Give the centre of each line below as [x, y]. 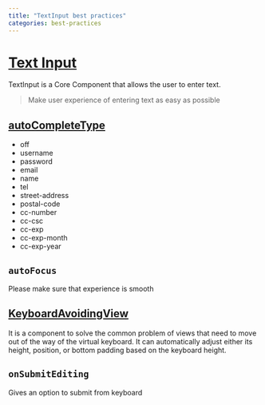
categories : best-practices [55, 23]
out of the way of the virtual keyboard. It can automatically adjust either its [131, 341]
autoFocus [33, 270]
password [36, 161]
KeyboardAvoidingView [69, 314]
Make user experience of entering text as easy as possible [124, 100]
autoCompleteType [57, 125]
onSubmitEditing [49, 374]
